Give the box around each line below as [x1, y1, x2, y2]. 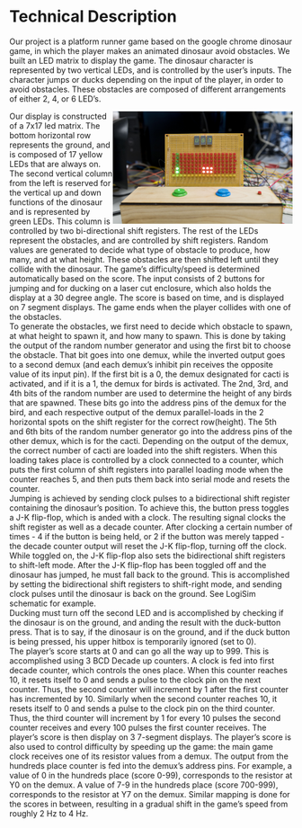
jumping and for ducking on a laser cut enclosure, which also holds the [9, 282, 271, 293]
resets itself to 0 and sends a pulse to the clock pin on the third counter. [9, 703, 276, 714]
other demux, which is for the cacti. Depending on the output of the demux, [9, 435, 289, 446]
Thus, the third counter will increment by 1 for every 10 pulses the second [9, 712, 281, 723]
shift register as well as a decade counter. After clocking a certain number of [9, 521, 293, 532]
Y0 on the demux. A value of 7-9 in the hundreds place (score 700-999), [9, 779, 279, 790]
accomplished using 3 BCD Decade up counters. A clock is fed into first [9, 654, 275, 666]
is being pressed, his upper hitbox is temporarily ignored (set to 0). [9, 636, 257, 646]
